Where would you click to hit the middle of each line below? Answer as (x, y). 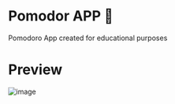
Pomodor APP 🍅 (61, 16)
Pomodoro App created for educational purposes (88, 38)
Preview (35, 70)
